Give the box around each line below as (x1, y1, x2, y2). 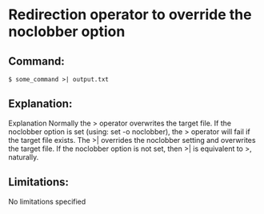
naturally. (8, 152, 39, 161)
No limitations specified (8, 196, 86, 206)
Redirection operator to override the (8, 6, 252, 24)
